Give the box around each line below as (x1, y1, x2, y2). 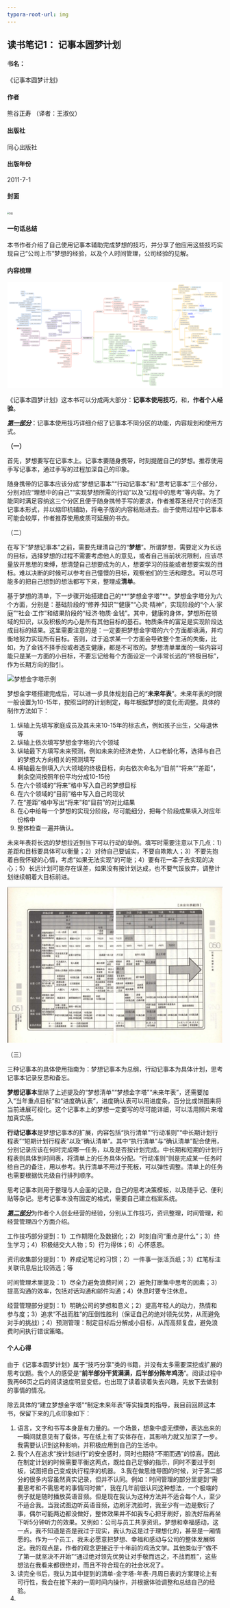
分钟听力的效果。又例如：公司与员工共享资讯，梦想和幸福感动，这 (33, 1518, 219, 1526)
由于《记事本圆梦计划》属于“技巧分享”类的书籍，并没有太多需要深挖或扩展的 (7, 1360, 222, 1368)
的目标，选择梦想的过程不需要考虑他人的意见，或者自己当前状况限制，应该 (7, 552, 217, 560)
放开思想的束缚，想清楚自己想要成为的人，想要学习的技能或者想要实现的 (12, 560, 217, 568)
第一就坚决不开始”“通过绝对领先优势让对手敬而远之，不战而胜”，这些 (23, 1552, 218, 1560)
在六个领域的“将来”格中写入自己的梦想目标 (16, 781, 137, 789)
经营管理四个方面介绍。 (7, 1217, 73, 1226)
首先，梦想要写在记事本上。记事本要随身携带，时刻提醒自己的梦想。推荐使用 (7, 456, 223, 465)
